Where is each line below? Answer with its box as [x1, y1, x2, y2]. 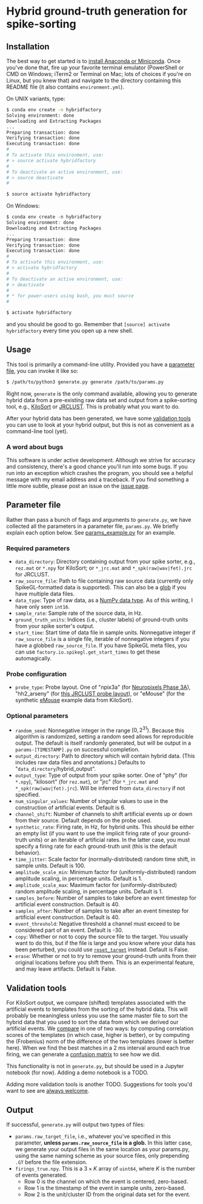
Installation [6, 41, 50, 52]
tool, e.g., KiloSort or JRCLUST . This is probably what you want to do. [6, 403, 180, 410]
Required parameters [6, 544, 70, 552]
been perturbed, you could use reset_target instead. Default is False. [15, 946, 190, 953]
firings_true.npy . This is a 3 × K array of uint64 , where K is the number [15, 1165, 196, 1172]
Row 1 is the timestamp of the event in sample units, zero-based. [24, 1184, 186, 1191]
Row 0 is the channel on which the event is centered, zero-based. [24, 1177, 188, 1185]
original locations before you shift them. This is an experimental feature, [15, 959, 195, 966]
